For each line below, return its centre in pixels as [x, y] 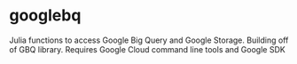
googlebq [45, 16]
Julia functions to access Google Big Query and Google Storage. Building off [149, 40]
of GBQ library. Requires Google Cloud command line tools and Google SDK [147, 49]
